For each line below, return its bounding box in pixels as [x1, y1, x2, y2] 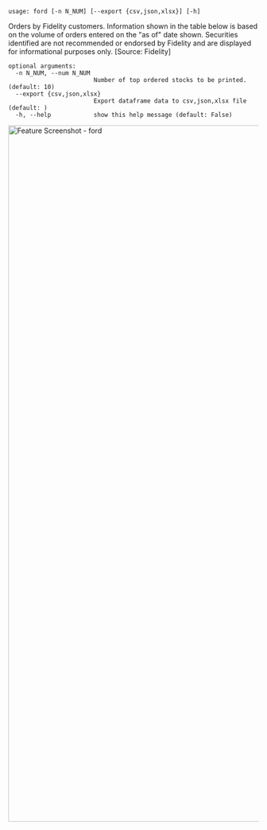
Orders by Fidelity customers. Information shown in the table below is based [8, 21, 258, 31]
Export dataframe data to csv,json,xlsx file [93, 97, 247, 105]
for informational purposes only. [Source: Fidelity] [8, 47, 172, 56]
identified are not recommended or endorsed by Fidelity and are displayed [8, 38, 252, 48]
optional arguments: [8, 62, 77, 70]
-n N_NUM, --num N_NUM [15, 69, 91, 77]
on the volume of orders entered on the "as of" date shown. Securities [8, 30, 238, 39]
